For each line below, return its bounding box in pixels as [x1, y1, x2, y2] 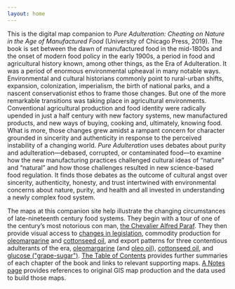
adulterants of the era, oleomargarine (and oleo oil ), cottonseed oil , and [7, 244, 214, 252]
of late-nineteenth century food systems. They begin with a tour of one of [7, 214, 220, 223]
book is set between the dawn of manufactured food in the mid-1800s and [7, 44, 222, 52]
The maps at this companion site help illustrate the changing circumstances [7, 206, 226, 215]
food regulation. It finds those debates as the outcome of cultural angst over [7, 171, 228, 179]
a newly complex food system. [7, 193, 96, 202]
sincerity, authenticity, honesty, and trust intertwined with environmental [7, 178, 216, 186]
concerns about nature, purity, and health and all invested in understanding [7, 185, 224, 194]
